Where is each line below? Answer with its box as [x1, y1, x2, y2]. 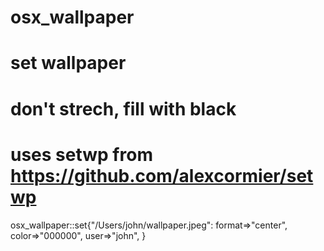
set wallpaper [10, 52, 127, 75]
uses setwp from [10, 143, 153, 166]
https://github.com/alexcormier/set [10, 164, 314, 187]
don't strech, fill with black [10, 97, 237, 120]
